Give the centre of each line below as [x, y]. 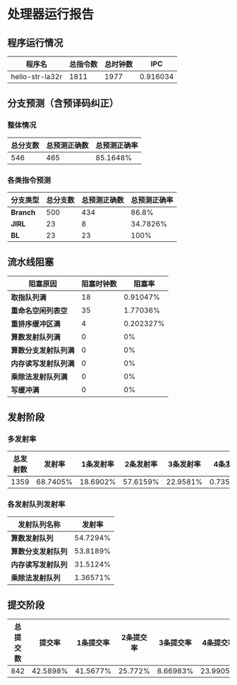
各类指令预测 [29, 180]
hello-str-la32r [37, 77]
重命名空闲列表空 [39, 310]
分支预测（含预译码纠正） [63, 103]
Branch [23, 212]
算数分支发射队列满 [43, 350]
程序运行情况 [35, 43]
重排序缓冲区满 [36, 324]
